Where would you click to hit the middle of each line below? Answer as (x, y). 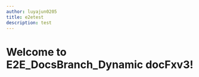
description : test (29, 23)
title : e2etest (25, 17)
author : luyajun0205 (32, 12)
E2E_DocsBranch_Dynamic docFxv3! (100, 64)
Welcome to (36, 52)
